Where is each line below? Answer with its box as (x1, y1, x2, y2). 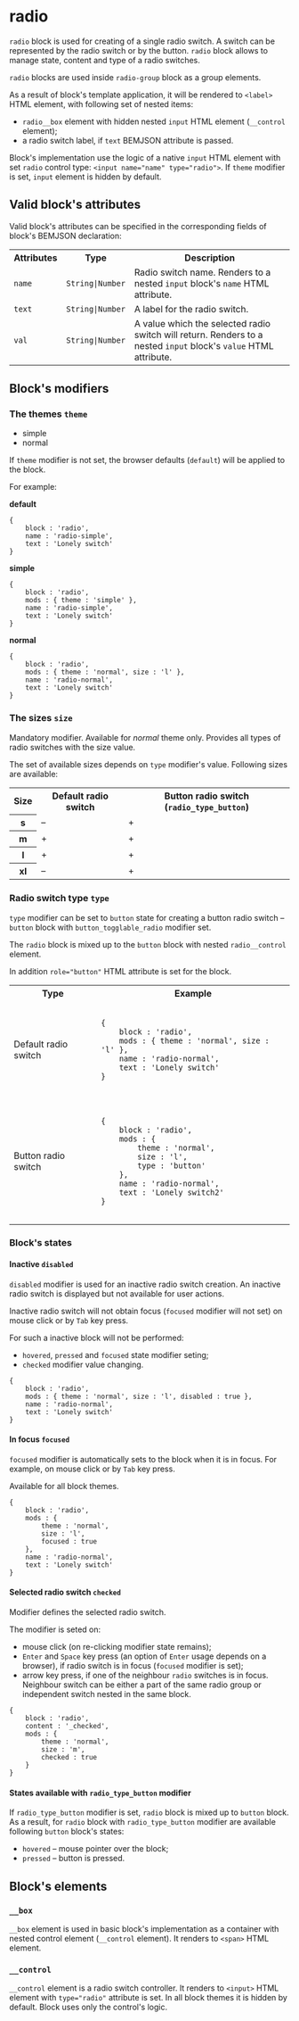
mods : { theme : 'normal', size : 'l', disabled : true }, (25, 1392, 253, 1401)
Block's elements (9, 1878, 108, 1893)
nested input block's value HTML (133, 339, 274, 352)
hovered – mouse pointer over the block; (21, 1843, 169, 1854)
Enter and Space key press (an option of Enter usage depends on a (21, 1651, 267, 1661)
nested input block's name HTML (133, 277, 270, 289)
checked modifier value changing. (21, 1359, 144, 1370)
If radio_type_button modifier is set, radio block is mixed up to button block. (9, 1807, 289, 1818)
